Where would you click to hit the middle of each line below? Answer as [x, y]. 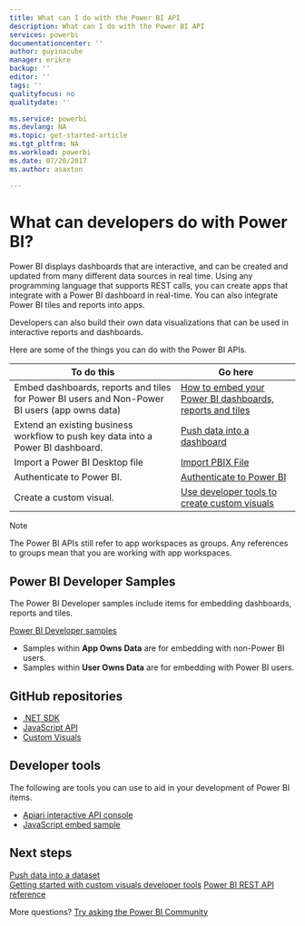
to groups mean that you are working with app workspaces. [121, 553]
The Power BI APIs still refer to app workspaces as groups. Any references [149, 543]
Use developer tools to [229, 492]
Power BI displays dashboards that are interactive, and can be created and [149, 266]
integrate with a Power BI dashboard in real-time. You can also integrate [144, 295]
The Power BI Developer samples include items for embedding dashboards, [151, 604]
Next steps [41, 853]
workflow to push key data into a [83, 437]
